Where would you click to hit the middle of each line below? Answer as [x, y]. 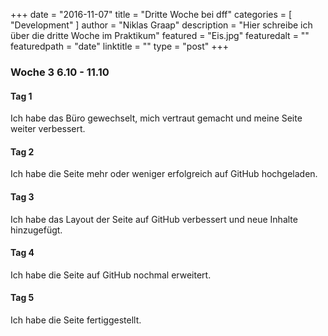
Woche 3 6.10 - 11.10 [60, 72]
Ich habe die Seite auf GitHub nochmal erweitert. [111, 275]
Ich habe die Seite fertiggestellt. [76, 320]
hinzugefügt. [36, 230]
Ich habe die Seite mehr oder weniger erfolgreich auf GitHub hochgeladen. [164, 174]
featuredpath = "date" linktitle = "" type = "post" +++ [119, 46]
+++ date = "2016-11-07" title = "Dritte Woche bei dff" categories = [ [151, 14]
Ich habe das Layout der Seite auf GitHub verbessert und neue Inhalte [154, 219]
